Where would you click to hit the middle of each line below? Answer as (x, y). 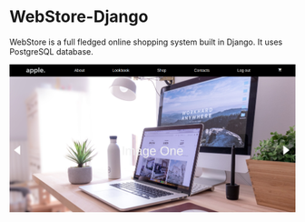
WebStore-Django (79, 17)
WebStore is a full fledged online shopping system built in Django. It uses (146, 42)
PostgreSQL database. (51, 51)
